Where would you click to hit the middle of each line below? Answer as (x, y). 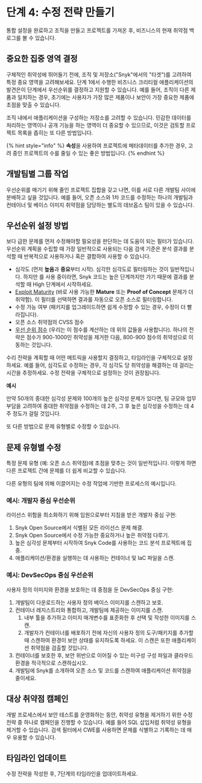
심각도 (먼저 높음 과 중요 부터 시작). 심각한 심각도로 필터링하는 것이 (92, 269)
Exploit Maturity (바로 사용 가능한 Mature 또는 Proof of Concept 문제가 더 (104, 292)
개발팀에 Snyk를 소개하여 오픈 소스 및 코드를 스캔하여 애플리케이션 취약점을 (103, 670)
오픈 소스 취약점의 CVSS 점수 (49, 322)
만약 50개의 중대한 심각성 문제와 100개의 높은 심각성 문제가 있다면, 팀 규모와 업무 (101, 398)
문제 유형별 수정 (34, 447)
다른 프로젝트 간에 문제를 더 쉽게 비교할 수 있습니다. (66, 471)
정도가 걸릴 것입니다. (37, 414)
